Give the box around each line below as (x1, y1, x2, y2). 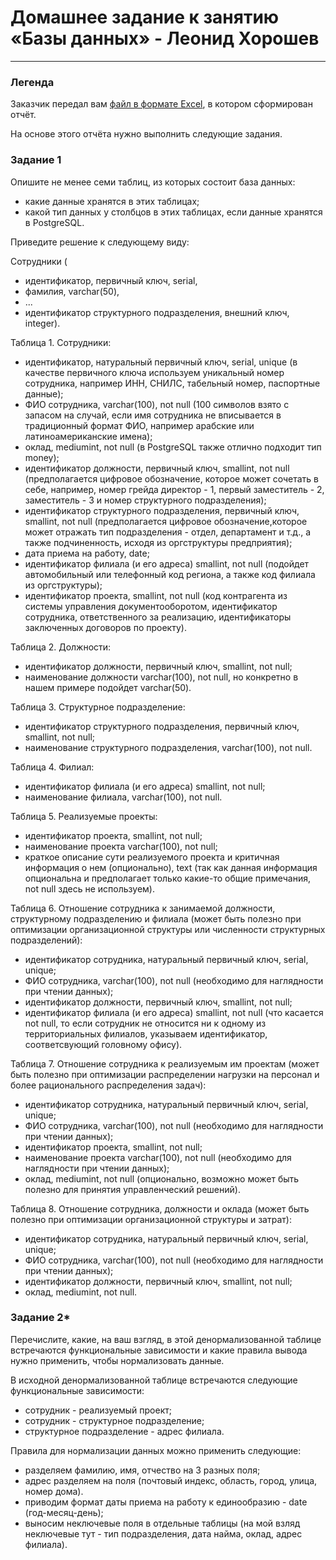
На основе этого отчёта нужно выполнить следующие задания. (10, 128, 283, 140)
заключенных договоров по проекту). (24, 621, 187, 633)
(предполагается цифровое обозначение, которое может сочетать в (24, 472, 319, 485)
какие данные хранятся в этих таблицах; (24, 195, 200, 207)
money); (24, 451, 60, 463)
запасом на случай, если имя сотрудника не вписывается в (24, 409, 282, 421)
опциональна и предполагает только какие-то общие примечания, (24, 872, 311, 884)
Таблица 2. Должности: (10, 641, 112, 653)
